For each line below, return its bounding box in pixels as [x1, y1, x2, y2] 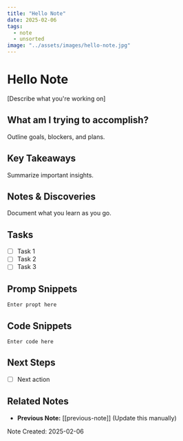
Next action [17, 375, 50, 383]
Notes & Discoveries [7, 191, 96, 202]
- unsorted [13, 36, 45, 43]
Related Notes [7, 396, 69, 407]
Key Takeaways [7, 153, 76, 164]
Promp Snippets [7, 283, 78, 294]
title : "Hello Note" [7, 10, 67, 17]
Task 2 [17, 255, 36, 263]
